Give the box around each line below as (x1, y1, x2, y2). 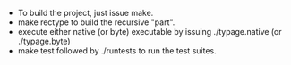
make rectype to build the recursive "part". (17, 17, 175, 28)
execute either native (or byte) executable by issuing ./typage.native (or (17, 27, 282, 37)
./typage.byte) (17, 36, 71, 46)
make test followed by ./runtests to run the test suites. (17, 45, 217, 56)
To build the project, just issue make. (17, 8, 154, 18)
